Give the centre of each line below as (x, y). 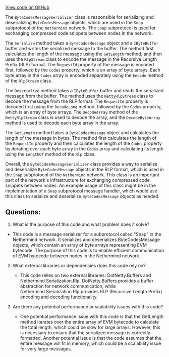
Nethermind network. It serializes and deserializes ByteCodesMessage (86, 240)
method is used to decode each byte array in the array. (62, 123)
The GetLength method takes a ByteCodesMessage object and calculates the (82, 133)
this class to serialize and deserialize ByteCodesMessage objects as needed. (82, 196)
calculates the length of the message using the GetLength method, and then (84, 54)
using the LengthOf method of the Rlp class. (50, 154)
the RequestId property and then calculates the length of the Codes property (84, 143)
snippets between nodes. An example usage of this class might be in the (81, 185)
